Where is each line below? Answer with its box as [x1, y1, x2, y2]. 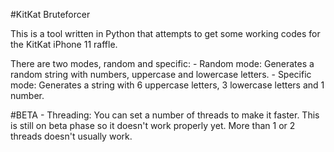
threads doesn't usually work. [10, 130, 133, 142]
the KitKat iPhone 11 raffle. [10, 39, 118, 50]
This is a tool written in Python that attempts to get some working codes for [10, 28, 321, 39]
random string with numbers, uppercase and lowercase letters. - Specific [10, 69, 312, 80]
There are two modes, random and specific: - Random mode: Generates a [10, 58, 315, 69]
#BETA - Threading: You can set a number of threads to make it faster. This [10, 109, 320, 121]
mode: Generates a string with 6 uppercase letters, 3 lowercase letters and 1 [10, 79, 325, 91]
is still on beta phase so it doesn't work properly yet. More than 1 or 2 [10, 120, 296, 131]
